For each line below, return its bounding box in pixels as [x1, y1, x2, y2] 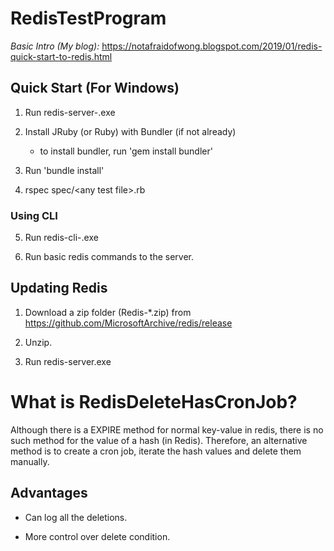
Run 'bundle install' [24, 164, 105, 176]
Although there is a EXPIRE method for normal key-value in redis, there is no [10, 423, 324, 436]
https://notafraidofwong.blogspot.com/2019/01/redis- [101, 40, 323, 52]
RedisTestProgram [10, 7, 167, 30]
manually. [10, 455, 50, 467]
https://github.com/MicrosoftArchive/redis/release [24, 317, 233, 329]
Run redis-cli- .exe [24, 232, 99, 244]
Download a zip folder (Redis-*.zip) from [24, 306, 192, 318]
